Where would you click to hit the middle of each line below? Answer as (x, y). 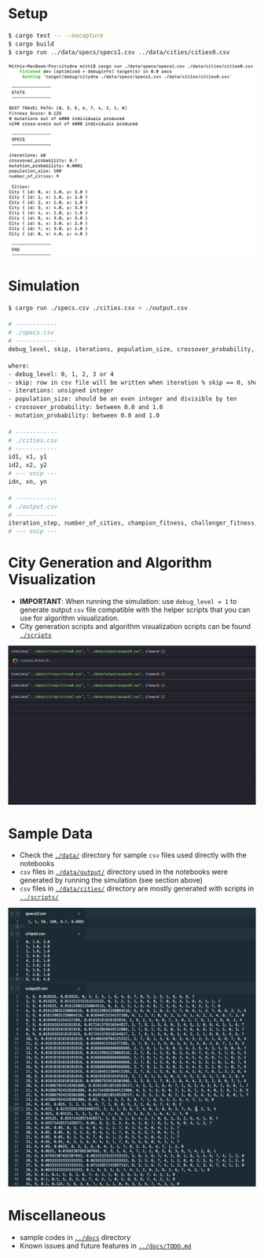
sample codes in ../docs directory (75, 1237)
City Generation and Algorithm (110, 563)
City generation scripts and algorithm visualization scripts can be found (135, 627)
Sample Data (50, 834)
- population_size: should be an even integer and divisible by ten (123, 399)
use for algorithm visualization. (69, 618)
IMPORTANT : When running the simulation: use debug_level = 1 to (128, 602)
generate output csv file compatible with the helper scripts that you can (135, 610)
